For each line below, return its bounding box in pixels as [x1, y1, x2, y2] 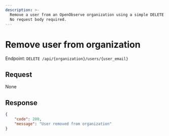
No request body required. [10, 17, 67, 22]
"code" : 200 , [14, 116, 42, 122]
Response [5, 98, 38, 107]
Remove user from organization [5, 39, 141, 50]
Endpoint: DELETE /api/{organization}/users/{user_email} [5, 55, 129, 61]
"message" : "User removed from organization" [14, 121, 112, 126]
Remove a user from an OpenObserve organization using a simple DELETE [10, 12, 164, 17]
